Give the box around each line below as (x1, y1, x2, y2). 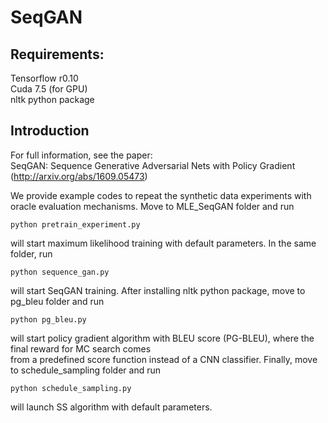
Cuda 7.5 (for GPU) (10, 83, 88, 95)
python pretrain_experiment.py (10, 219, 141, 230)
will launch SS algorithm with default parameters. (10, 401, 213, 413)
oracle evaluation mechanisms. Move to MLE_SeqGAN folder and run (10, 200, 295, 212)
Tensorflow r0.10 (10, 72, 79, 84)
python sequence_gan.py (10, 267, 110, 277)
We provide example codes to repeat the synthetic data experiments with (10, 189, 312, 201)
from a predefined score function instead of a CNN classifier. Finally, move (10, 353, 318, 365)
